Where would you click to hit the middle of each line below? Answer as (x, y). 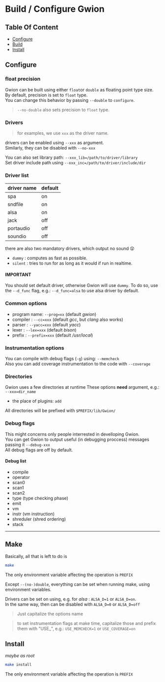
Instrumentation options (35, 348)
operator (21, 477)
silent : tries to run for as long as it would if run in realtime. (72, 263)
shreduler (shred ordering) (39, 519)
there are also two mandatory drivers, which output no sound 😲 (70, 248)
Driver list (17, 175)
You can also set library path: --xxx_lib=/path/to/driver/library (71, 157)
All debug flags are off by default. (39, 450)
